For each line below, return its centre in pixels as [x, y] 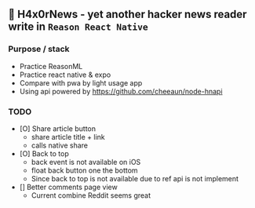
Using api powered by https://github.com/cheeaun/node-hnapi [121, 91]
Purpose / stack [39, 49]
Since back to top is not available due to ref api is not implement [135, 178]
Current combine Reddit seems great [91, 195]
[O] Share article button [58, 128]
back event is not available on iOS [86, 162]
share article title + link [68, 137]
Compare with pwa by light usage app [81, 82]
